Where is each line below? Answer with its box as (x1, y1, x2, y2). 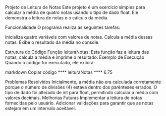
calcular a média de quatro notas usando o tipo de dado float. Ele (5, 9, 139, 15)
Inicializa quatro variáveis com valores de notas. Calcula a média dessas (5, 34, 153, 40)
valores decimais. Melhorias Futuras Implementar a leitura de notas (5, 95, 142, 101)
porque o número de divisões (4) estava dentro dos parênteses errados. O (5, 84, 158, 90)
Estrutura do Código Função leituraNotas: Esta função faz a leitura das (5, 49, 149, 55)
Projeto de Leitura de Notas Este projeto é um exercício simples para (5, 4, 145, 10)
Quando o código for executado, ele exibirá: (5, 60, 95, 65)
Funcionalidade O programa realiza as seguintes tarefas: (5, 24, 120, 30)
